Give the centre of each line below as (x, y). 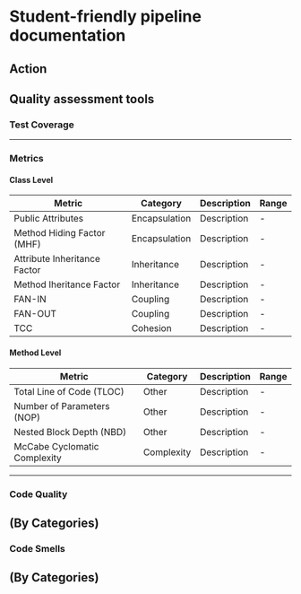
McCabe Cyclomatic (56, 446)
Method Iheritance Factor (67, 284)
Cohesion (151, 328)
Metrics (26, 159)
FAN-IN (30, 300)
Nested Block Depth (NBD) (70, 432)
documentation (68, 35)
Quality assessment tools (82, 99)
